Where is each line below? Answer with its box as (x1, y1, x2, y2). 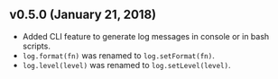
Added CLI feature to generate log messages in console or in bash (22, 31, 270, 41)
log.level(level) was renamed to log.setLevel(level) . (22, 59, 232, 70)
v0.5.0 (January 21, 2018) (9, 7, 156, 22)
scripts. (22, 40, 51, 51)
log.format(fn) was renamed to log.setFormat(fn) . (22, 49, 215, 61)
